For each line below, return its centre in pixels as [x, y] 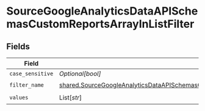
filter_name [27, 85]
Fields [18, 46]
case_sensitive [31, 74]
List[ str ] [70, 97]
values [19, 97]
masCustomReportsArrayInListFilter [100, 24]
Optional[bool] [80, 74]
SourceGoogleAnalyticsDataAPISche [102, 11]
